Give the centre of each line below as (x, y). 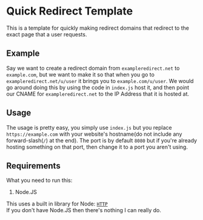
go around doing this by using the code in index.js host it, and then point (98, 87)
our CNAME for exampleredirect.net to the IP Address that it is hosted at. (98, 94)
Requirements (33, 166)
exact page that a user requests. (47, 34)
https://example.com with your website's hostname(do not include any (94, 134)
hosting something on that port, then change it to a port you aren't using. (97, 147)
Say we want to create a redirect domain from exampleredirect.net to (93, 68)
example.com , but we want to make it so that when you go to (80, 75)
